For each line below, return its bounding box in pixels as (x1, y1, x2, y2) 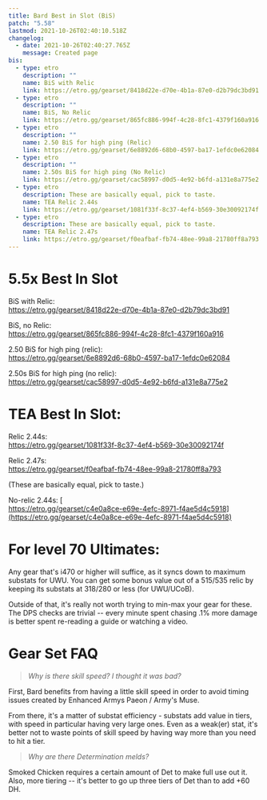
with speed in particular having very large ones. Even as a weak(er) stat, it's (8, 719, 258, 729)
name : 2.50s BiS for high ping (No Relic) (22, 168, 166, 176)
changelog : (8, 34, 45, 42)
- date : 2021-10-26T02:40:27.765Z (15, 42, 130, 50)
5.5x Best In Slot (8, 270, 118, 289)
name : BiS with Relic (22, 79, 94, 87)
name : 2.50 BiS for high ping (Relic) (22, 138, 152, 147)
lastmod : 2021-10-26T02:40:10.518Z (8, 26, 127, 34)
